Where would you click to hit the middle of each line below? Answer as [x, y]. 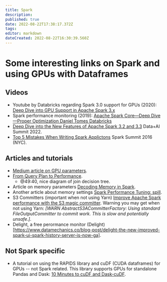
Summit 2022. [27, 132]
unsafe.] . [22, 219]
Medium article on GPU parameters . [50, 171]
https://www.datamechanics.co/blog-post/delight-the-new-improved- [87, 230]
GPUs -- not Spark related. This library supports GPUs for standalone [85, 268]
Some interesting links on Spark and [82, 63]
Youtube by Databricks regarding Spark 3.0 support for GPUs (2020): [85, 105]
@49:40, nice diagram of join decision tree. [65, 181]
